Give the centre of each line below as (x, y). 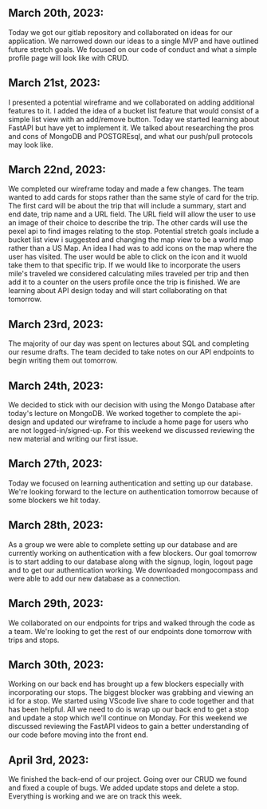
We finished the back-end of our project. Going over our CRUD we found (128, 779)
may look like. (31, 145)
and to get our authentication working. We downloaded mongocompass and (133, 569)
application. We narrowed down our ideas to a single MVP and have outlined (133, 41)
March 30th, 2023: (56, 665)
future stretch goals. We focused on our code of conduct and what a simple (133, 49)
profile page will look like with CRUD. (69, 58)
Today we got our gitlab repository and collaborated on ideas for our (120, 32)
